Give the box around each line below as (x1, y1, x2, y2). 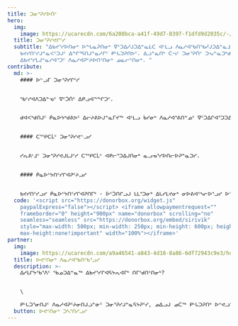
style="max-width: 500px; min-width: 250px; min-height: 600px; (20, 223, 214, 230)
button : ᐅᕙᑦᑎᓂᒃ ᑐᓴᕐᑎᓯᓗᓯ (13, 308, 87, 315)
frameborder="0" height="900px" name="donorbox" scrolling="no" (20, 210, 214, 217)
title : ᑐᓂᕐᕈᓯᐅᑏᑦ (7, 10, 57, 18)
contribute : (7, 63, 42, 70)
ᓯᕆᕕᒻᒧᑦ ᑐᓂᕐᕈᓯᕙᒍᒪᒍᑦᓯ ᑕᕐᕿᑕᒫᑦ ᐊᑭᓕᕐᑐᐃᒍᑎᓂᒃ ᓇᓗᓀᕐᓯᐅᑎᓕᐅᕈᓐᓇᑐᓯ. (20, 152, 200, 159)
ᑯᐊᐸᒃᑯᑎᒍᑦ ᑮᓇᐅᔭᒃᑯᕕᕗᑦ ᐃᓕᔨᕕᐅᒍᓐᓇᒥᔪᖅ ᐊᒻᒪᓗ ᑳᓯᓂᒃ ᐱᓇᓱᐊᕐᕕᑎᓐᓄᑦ (20, 114, 195, 121)
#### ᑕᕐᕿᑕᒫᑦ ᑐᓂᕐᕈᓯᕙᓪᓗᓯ (20, 133, 92, 140)
